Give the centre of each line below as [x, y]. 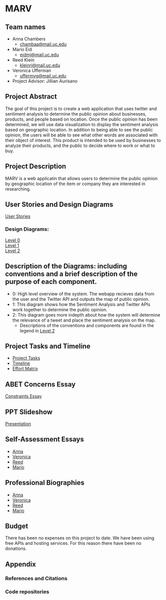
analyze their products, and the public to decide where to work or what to [80, 145]
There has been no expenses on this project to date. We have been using [80, 538]
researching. [18, 189]
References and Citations [36, 578]
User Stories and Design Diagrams [59, 205]
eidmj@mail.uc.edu [39, 55]
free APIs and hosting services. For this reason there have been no [73, 543]
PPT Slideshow [29, 412]
